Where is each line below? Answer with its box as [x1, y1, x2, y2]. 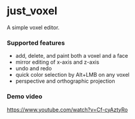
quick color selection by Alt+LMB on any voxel [15, 71, 130, 79]
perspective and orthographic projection [15, 77, 115, 84]
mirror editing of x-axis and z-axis [15, 58, 100, 66]
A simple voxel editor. [7, 24, 60, 31]
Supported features [7, 39, 65, 47]
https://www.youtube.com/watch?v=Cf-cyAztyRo [7, 106, 128, 113]
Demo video [7, 92, 42, 101]
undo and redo [15, 65, 53, 72]
